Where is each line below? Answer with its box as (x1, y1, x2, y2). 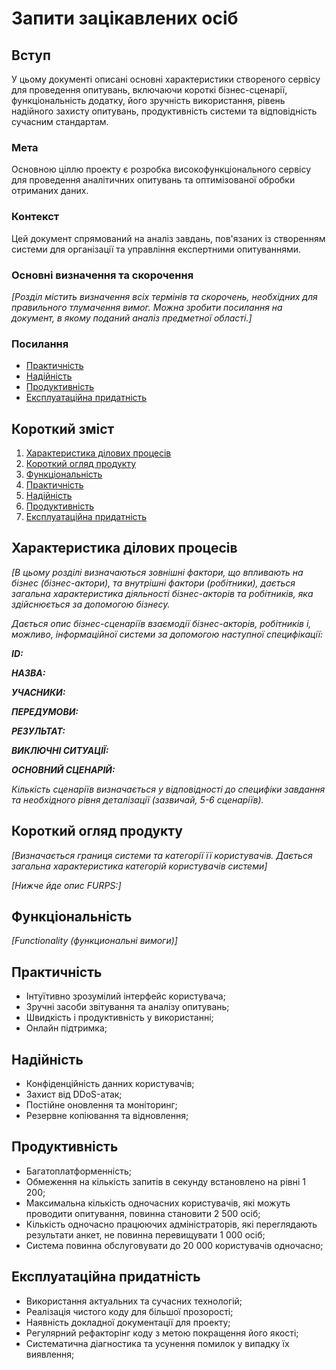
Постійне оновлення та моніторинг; (25, 1099, 178, 1111)
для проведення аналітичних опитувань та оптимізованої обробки (11, 174, 296, 186)
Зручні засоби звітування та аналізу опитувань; (25, 1001, 230, 1013)
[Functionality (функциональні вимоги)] (11, 935, 178, 947)
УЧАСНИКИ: (11, 686, 66, 698)
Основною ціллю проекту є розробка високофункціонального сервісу (11, 163, 312, 176)
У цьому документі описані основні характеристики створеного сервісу (11, 73, 321, 85)
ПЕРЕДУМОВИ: (11, 705, 79, 717)
